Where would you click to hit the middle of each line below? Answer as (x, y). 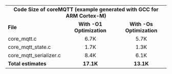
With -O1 (90, 24)
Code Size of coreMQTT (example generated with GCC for (86, 9)
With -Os (141, 24)
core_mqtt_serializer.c (35, 55)
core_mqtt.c (22, 39)
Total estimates (27, 64)
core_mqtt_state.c (29, 47)
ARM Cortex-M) (86, 16)
